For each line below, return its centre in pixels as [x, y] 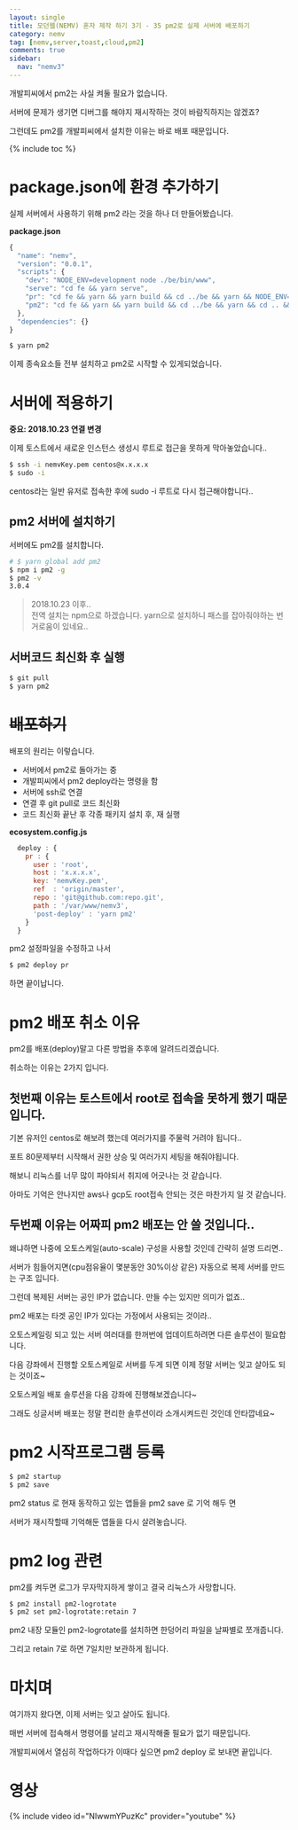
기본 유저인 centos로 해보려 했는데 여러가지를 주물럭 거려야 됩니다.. [125, 1138]
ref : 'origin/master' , [78, 889]
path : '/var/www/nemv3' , [80, 905]
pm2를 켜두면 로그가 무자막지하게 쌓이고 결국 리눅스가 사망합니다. [123, 1587]
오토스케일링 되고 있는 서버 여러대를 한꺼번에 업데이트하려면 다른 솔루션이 [136, 1334]
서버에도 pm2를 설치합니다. [57, 544]
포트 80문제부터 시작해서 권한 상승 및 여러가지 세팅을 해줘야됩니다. [124, 1157]
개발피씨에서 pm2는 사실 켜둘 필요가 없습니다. [88, 93]
